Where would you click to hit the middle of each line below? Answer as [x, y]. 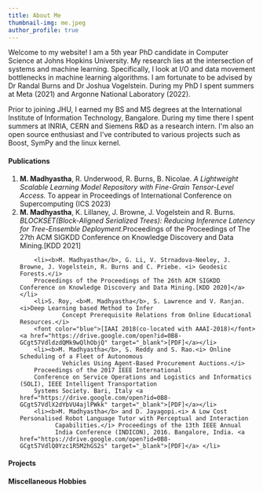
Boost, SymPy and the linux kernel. [65, 143]
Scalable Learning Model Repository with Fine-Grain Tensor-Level [126, 187]
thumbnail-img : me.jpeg [47, 23]
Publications [29, 161]
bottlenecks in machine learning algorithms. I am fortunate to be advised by [130, 78]
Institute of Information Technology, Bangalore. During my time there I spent [131, 118]
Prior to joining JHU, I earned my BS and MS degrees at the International [125, 109]
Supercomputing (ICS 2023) [65, 203]
